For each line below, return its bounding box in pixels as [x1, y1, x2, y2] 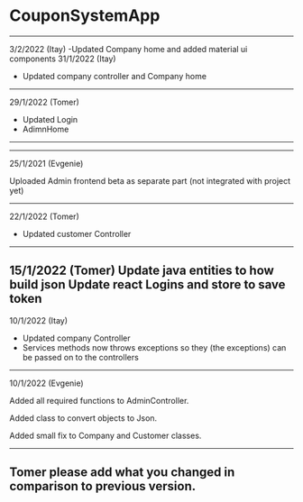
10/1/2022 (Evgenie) [9, 378, 84, 388]
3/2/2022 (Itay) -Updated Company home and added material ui [9, 43, 248, 54]
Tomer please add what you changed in [9, 465, 235, 480]
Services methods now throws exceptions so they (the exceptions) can [22, 342, 287, 352]
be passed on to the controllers [22, 351, 140, 362]
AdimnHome [22, 123, 69, 134]
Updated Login [22, 114, 78, 124]
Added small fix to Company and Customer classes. [9, 430, 202, 441]
